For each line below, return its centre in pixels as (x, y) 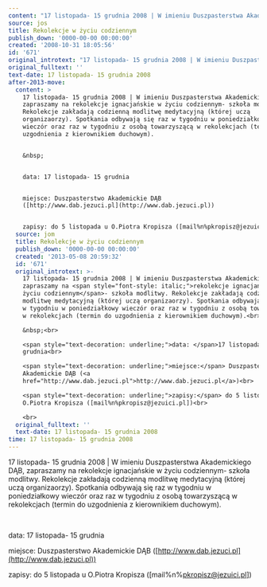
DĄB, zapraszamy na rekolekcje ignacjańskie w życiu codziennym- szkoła (129, 470)
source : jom (35, 235)
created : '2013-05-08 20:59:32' (69, 256)
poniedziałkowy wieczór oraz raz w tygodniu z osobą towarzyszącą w (123, 496)
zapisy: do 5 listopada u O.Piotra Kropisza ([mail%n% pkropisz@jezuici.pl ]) (130, 575)
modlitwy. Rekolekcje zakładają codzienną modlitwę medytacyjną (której (127, 479)
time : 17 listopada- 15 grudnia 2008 (71, 440)
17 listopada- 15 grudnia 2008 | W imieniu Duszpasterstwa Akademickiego (130, 462)
